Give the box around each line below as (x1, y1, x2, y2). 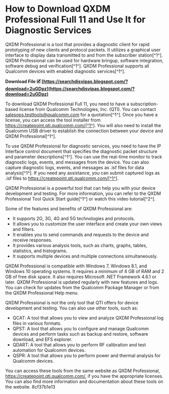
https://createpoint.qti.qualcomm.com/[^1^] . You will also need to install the (5, 122, 161, 128)
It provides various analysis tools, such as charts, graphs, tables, (12, 242, 147, 248)
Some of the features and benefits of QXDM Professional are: (5, 206, 133, 212)
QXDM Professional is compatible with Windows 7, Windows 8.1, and (5, 263, 147, 269)
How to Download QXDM (5, 3, 110, 15)
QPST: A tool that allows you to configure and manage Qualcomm (12, 325, 149, 332)
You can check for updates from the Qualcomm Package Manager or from (5, 284, 159, 290)
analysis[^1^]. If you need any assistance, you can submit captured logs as (5, 170, 160, 176)
